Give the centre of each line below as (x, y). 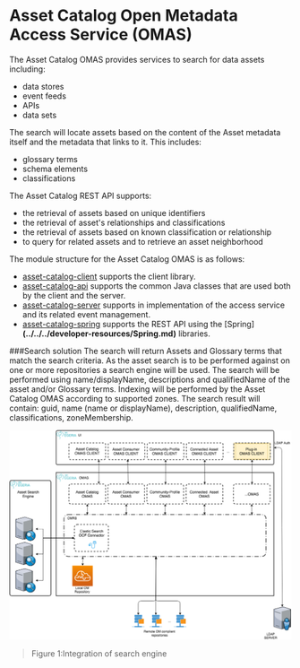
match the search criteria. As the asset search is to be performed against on (150, 360)
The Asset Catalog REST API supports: (81, 195)
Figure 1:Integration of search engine (99, 653)
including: (28, 69)
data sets (39, 115)
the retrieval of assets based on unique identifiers (114, 213)
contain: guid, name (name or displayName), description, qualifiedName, (143, 408)
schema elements (55, 169)
